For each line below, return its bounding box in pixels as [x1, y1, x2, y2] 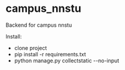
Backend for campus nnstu [5, 21, 72, 28]
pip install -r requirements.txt [14, 50, 86, 58]
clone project [14, 44, 47, 52]
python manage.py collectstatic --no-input [14, 57, 120, 64]
